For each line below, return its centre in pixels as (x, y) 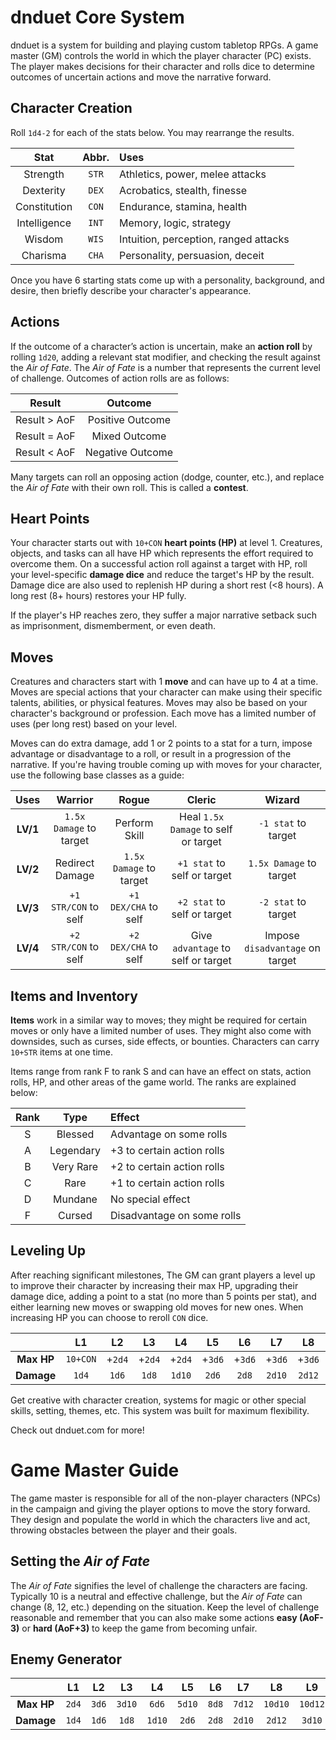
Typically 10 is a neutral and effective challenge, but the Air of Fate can (156, 1596)
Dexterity (44, 190)
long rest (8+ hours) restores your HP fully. (98, 596)
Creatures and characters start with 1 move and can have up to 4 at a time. (164, 682)
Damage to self (201, 829)
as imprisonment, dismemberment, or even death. (113, 626)
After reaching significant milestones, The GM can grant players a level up (163, 1275)
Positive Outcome (129, 419)
